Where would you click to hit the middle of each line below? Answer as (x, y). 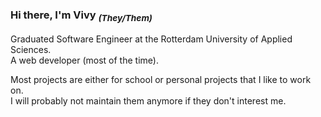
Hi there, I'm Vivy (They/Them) (81, 16)
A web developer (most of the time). (84, 60)
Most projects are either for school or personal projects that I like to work (161, 79)
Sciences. (31, 49)
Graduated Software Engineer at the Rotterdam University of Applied (151, 39)
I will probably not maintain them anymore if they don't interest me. (148, 100)
